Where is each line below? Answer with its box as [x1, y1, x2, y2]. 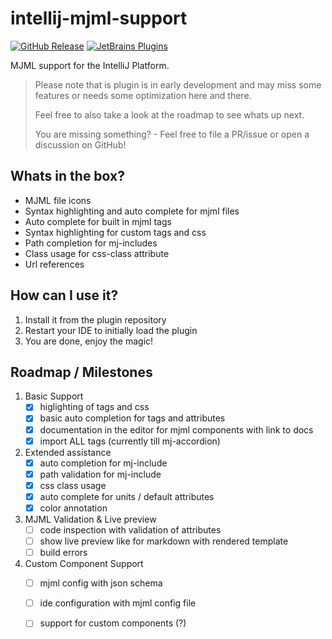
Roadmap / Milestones [10, 363, 153, 381]
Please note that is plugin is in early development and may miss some [34, 78, 322, 91]
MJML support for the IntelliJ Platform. [10, 59, 170, 71]
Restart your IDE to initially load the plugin [24, 324, 198, 336]
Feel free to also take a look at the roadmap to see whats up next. [34, 108, 305, 121]
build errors [39, 547, 88, 559]
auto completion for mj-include [39, 457, 168, 469]
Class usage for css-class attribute [24, 247, 170, 259]
